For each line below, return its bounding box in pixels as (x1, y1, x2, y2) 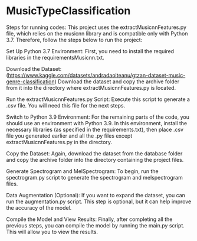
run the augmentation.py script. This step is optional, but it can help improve (6, 198, 192, 205)
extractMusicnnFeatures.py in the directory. (6, 138, 113, 145)
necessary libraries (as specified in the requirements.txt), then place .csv (6, 126, 184, 133)
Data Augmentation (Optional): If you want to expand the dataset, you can (6, 191, 186, 198)
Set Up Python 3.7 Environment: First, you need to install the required (6, 47, 175, 54)
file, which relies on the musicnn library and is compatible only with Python (6, 30, 188, 37)
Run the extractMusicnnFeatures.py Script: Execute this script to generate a (6, 96, 191, 103)
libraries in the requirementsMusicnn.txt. (6, 54, 104, 61)
